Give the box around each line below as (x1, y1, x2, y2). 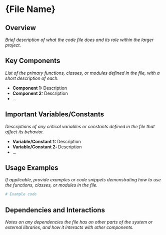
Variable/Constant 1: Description (12, 138, 81, 144)
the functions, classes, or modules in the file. (5, 182, 98, 188)
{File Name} (5, 4, 56, 15)
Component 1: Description (12, 85, 67, 91)
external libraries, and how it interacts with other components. (5, 224, 134, 230)
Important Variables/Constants (5, 110, 104, 119)
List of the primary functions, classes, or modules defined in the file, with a (5, 70, 160, 76)
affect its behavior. (5, 129, 44, 135)
